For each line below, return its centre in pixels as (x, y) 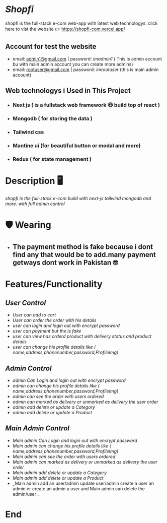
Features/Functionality (54, 284)
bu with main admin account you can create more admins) (73, 64)
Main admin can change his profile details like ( (62, 446)
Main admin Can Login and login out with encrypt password (75, 440)
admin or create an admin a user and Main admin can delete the (78, 488)
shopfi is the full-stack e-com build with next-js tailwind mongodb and (78, 198)
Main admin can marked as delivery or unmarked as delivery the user (85, 462)
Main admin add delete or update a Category (60, 473)
